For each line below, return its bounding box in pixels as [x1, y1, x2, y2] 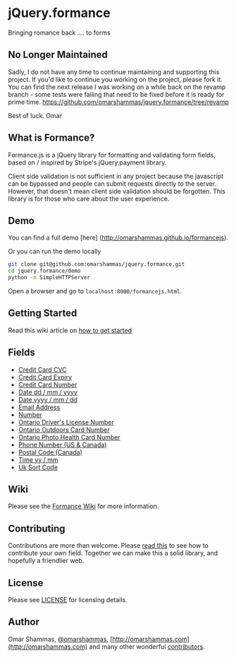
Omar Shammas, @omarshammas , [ [8, 635, 113, 643]
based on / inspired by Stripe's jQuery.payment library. [8, 158, 167, 167]
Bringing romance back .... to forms [8, 28, 111, 37]
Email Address [18, 403, 61, 411]
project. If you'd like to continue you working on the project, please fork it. [8, 75, 223, 83]
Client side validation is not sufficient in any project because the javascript [8, 172, 224, 180]
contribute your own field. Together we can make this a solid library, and [8, 549, 218, 558]
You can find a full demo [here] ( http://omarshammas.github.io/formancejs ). [8, 233, 228, 242]
